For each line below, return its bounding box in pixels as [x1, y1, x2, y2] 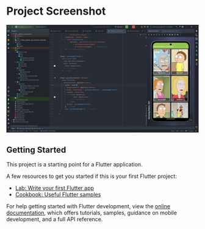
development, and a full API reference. [6, 216, 103, 223]
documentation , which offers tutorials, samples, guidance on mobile [6, 209, 177, 217]
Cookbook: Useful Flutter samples [15, 191, 101, 199]
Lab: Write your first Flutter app [15, 185, 95, 192]
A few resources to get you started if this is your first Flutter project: [6, 172, 177, 180]
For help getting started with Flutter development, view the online [6, 203, 171, 210]
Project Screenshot [6, 4, 106, 18]
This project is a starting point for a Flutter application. [6, 161, 143, 168]
